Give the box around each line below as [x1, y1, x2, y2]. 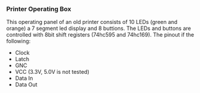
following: [6, 38, 31, 45]
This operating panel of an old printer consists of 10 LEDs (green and [6, 19, 178, 26]
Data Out [15, 81, 37, 88]
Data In [15, 74, 33, 82]
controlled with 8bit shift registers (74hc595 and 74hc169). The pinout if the [6, 31, 195, 38]
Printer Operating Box [6, 5, 71, 13]
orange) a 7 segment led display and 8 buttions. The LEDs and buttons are [6, 25, 192, 32]
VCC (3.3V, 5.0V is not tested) [15, 68, 89, 76]
